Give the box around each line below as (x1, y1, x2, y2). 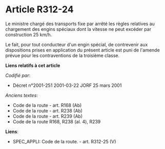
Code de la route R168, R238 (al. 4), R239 (12, 118, 101, 124)
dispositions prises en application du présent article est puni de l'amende (5, 47, 160, 53)
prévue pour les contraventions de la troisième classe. (5, 52, 120, 59)
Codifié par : (5, 72, 31, 78)
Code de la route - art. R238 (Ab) (12, 107, 83, 114)
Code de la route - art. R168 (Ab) (12, 102, 82, 108)
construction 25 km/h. (5, 31, 52, 38)
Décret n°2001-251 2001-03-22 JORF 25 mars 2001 (12, 82, 122, 88)
